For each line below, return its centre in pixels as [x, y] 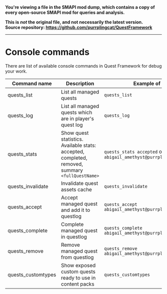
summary [72, 170]
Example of [147, 83]
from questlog [77, 257]
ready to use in [78, 278]
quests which [77, 112]
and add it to [76, 210]
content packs [78, 284]
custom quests [78, 272]
